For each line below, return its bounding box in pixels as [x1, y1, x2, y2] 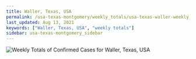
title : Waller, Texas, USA [6, 8, 72, 15]
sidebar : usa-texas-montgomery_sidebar [6, 30, 103, 36]
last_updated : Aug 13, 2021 [6, 19, 75, 25]
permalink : [6, 14, 33, 20]
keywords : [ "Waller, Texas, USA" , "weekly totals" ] [6, 25, 134, 31]
